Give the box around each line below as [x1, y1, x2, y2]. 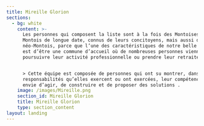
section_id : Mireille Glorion [17, 93, 94, 99]
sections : [6, 15, 32, 21]
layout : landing [6, 110, 47, 116]
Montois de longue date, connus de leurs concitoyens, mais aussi [22, 37, 194, 43]
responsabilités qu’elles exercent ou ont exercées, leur [22, 76, 172, 82]
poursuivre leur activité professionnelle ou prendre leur [22, 54, 175, 60]
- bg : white [12, 20, 42, 26]
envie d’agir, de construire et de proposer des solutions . [22, 82, 181, 88]
